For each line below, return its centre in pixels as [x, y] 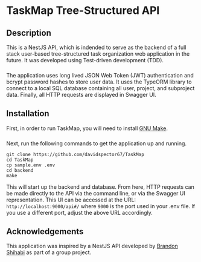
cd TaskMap [20, 160]
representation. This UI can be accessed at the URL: [71, 200]
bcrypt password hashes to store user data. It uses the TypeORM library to [99, 82]
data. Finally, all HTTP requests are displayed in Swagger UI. [81, 94]
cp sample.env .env [31, 165]
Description [29, 33]
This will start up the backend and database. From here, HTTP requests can [100, 187]
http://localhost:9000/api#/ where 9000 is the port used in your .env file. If [101, 206]
